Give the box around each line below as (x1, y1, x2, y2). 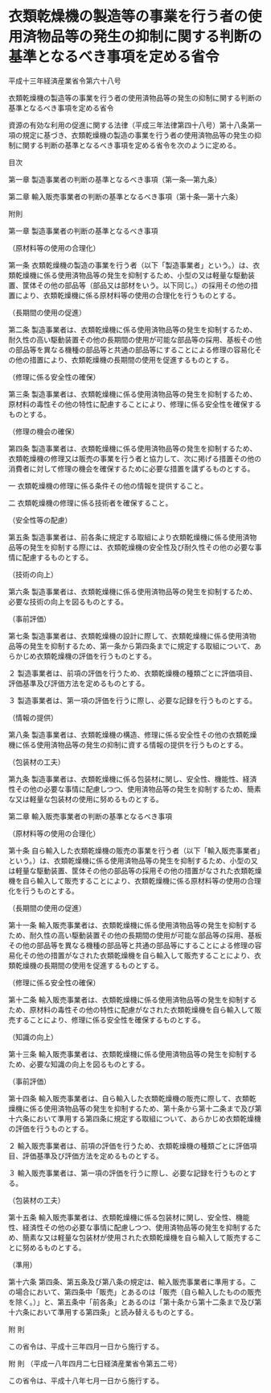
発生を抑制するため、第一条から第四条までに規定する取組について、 (29, 641, 255, 651)
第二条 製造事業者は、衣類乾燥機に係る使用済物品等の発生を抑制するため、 (8, 324, 257, 335)
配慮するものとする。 (22, 552, 93, 562)
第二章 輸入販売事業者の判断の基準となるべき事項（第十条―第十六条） (8, 191, 243, 202)
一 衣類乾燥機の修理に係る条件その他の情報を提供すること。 (8, 480, 207, 490)
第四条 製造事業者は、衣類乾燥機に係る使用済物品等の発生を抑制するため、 (8, 443, 257, 453)
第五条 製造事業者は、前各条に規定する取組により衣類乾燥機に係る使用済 (8, 532, 250, 542)
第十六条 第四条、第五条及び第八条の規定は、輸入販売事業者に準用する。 (8, 1277, 250, 1287)
